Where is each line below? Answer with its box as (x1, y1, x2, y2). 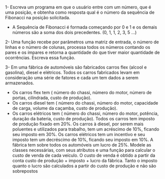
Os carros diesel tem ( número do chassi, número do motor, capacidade (12, 100, 159, 106)
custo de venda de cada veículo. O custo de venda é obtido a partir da (12, 152, 156, 158)
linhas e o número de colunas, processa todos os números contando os (5, 44, 150, 50)
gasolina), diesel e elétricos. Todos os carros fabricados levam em (5, 70, 140, 75)
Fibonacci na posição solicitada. (5, 15, 70, 20)
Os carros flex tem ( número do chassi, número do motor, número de (12, 90, 152, 95)
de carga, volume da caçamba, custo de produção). (12, 106, 118, 111)
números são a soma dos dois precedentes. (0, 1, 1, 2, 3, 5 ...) (12, 30, 137, 35)
